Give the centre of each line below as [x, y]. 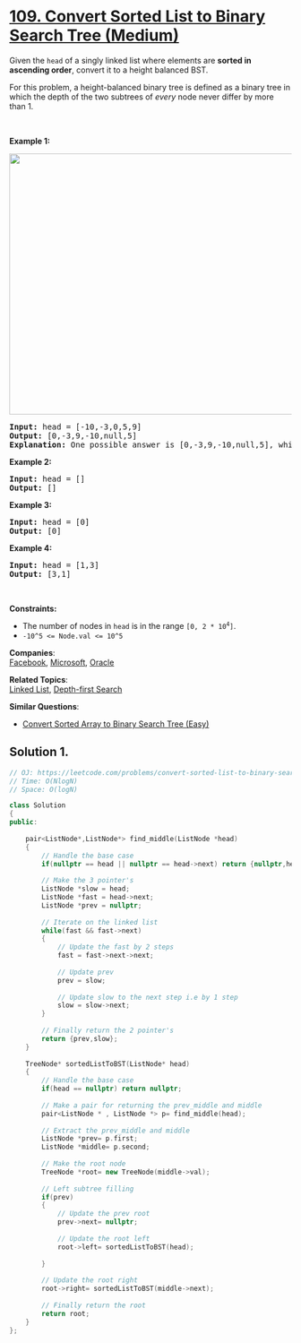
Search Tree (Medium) [94, 35]
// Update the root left [103, 1238]
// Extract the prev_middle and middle [116, 1131]
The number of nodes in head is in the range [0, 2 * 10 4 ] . [129, 625]
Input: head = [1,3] [55, 565]
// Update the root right [90, 1280]
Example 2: [30, 461]
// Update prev [86, 972]
